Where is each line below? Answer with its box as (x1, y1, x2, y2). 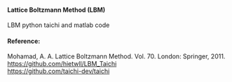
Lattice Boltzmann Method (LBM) (7, 6, 106, 14)
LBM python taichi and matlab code (7, 21, 110, 29)
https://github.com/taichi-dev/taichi (7, 67, 110, 76)
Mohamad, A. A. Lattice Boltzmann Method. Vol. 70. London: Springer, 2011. (7, 52, 226, 60)
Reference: (7, 37, 41, 45)
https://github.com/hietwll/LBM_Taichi (7, 60, 117, 68)
